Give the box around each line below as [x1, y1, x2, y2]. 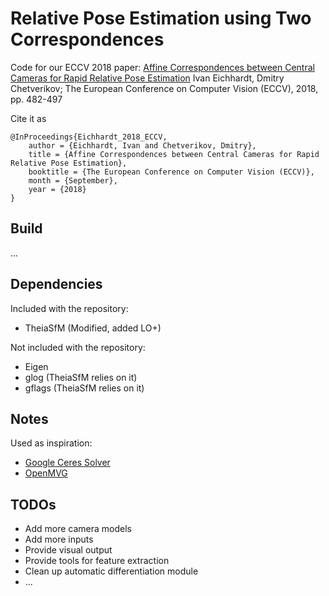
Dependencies [10, 276, 103, 293]
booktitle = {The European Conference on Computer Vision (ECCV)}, [28, 167, 315, 177]
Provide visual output [24, 544, 113, 556]
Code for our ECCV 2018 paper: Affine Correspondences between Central [10, 61, 315, 73]
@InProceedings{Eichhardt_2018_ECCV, [10, 132, 168, 142]
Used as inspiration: [10, 437, 93, 449]
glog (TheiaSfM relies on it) [24, 371, 138, 383]
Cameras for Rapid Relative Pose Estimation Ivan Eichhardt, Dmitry [10, 72, 285, 84]
